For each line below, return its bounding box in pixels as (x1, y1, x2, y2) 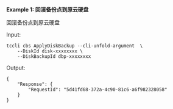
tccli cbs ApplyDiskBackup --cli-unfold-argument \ (6, 43, 143, 49)
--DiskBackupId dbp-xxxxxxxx (17, 54, 91, 60)
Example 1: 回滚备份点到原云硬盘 (6, 6, 89, 13)
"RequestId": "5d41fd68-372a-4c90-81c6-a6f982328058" (28, 86, 168, 93)
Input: (6, 31, 21, 38)
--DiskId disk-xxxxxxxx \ (17, 48, 83, 54)
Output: (6, 64, 26, 71)
